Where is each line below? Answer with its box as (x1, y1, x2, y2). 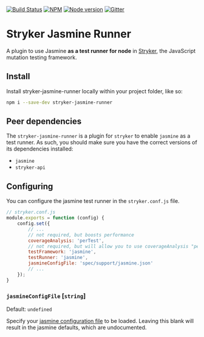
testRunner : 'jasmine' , (28, 255, 88, 261)
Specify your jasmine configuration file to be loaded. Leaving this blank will (6, 317, 194, 324)
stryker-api (15, 165, 46, 171)
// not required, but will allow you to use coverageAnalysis (28, 243, 189, 249)
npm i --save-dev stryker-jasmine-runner (6, 99, 113, 105)
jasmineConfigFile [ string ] (6, 291, 86, 300)
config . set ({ (17, 221, 50, 227)
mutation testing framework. (6, 54, 77, 61)
